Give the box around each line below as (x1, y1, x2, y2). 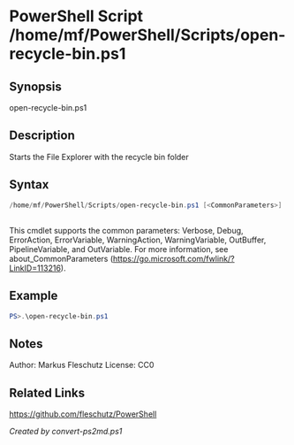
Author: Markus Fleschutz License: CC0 (9, 360, 155, 371)
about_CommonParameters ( (9, 253, 114, 264)
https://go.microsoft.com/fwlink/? (113, 253, 236, 264)
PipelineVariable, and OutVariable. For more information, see (9, 243, 229, 254)
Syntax (9, 177, 49, 192)
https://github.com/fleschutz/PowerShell (9, 409, 157, 419)
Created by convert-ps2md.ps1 (9, 426, 123, 437)
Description (9, 128, 75, 143)
